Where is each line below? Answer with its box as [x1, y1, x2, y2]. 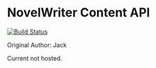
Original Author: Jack [7, 41, 67, 49]
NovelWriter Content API [7, 5, 151, 21]
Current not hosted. [7, 54, 63, 63]
